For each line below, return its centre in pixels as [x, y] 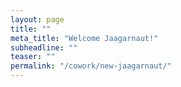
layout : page [37, 19]
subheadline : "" [44, 47]
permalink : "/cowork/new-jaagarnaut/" [91, 66]
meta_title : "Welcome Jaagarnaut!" [84, 38]
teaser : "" [33, 57]
